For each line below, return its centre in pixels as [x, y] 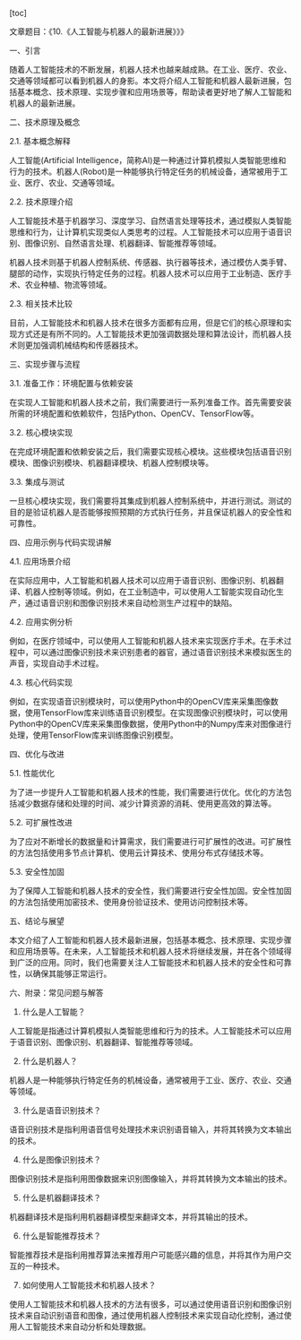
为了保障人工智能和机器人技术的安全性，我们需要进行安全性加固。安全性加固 [150, 890]
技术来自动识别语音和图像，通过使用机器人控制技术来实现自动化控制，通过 [146, 1315]
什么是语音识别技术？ [61, 1110]
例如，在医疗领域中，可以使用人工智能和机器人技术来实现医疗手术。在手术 [146, 641]
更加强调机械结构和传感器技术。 [84, 345]
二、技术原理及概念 [45, 122]
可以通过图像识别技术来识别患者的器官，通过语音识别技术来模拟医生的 [162, 652]
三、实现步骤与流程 [45, 364]
